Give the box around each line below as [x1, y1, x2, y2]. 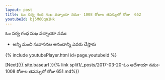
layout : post [5, 7, 33, 12]
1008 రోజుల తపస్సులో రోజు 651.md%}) [5, 68, 79, 74]
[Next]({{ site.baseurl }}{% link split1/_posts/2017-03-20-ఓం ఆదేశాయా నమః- [5, 62, 160, 68]
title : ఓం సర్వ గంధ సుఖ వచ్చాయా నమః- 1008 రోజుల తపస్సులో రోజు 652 [5, 12, 141, 17]
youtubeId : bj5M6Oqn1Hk [5, 16, 55, 21]
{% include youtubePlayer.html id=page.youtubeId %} [5, 52, 117, 58]
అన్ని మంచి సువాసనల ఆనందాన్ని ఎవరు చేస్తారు [12, 41, 97, 47]
